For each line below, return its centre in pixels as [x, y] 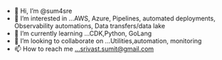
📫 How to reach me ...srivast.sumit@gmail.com [84, 49]
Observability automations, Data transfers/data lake [90, 26]
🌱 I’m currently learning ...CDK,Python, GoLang [83, 33]
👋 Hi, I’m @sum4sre [43, 11]
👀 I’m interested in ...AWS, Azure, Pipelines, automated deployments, [115, 18]
